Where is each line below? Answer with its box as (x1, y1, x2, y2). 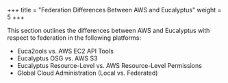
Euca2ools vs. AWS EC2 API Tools (16, 47, 114, 55)
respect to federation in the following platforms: (7, 34, 142, 42)
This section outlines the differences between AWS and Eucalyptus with (7, 27, 210, 34)
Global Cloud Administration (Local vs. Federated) (16, 69, 158, 77)
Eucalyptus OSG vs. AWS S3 (16, 54, 98, 62)
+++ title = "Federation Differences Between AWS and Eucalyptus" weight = (7, 6, 222, 14)
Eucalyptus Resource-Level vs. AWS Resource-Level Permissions (16, 62, 202, 69)
